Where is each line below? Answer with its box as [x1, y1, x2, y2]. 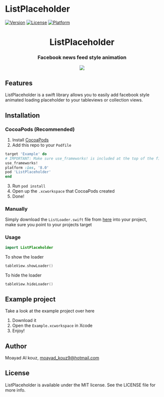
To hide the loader [5, 272, 42, 278]
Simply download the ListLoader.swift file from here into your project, [5, 217, 147, 222]
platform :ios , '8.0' [5, 165, 49, 170]
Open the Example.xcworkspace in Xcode [12, 323, 93, 329]
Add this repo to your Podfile [12, 142, 72, 148]
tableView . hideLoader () [5, 281, 54, 286]
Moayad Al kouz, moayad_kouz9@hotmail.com [5, 355, 100, 361]
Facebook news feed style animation [37, 54, 127, 61]
